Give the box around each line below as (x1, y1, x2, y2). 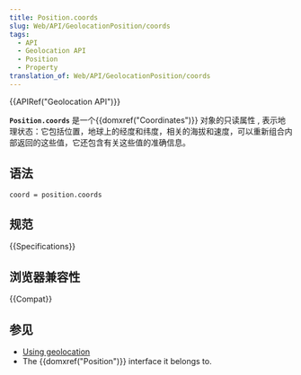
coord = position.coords (9, 190, 102, 199)
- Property (17, 64, 58, 73)
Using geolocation (22, 346, 91, 357)
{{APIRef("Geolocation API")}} (9, 96, 121, 107)
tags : (9, 30, 30, 39)
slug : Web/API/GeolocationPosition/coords (9, 22, 171, 31)
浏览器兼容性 (9, 269, 81, 284)
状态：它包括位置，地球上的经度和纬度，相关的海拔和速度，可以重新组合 (16, 126, 285, 136)
